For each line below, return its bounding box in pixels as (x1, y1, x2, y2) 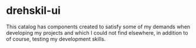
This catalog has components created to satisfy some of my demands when (6, 23, 190, 30)
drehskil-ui (6, 4, 61, 17)
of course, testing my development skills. (6, 35, 106, 42)
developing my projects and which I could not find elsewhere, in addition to (6, 29, 188, 36)
